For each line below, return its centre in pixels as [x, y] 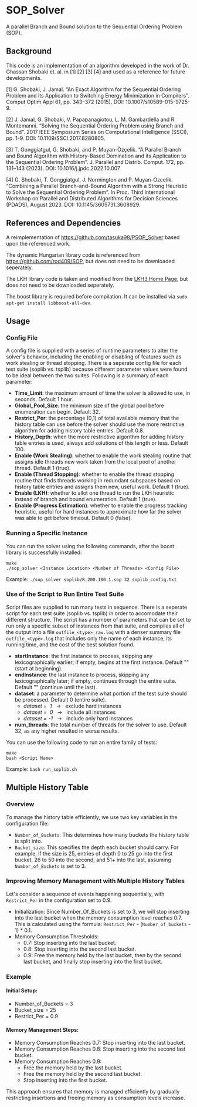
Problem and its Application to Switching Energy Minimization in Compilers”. [98, 95]
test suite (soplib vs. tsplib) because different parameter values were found [97, 369]
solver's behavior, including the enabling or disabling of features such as [94, 357]
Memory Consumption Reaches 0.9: [58, 1062]
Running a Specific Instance [47, 534]
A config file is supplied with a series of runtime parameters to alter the [92, 351]
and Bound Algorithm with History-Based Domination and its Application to [96, 156]
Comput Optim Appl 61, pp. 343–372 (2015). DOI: [65, 102]
